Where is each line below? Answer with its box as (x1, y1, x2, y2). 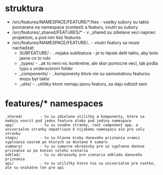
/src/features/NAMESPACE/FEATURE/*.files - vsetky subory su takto (12, 19, 149, 25)
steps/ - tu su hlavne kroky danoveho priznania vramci (5, 135, 140, 140)
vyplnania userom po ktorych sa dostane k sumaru (5, 140, 108, 144)
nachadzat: (12, 45, 35, 51)
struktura (5, 3, 44, 14)
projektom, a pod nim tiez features (12, 35, 81, 40)
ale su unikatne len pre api (5, 165, 64, 170)
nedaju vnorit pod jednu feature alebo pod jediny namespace (5, 118, 132, 123)
